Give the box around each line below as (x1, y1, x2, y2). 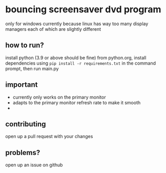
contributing (5, 120, 46, 128)
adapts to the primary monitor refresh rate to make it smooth (12, 99, 141, 106)
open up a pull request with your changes (5, 133, 93, 140)
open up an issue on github (5, 162, 63, 168)
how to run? (5, 41, 45, 50)
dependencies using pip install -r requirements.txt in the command (5, 60, 156, 66)
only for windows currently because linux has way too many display (5, 21, 149, 27)
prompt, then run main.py (5, 65, 59, 71)
